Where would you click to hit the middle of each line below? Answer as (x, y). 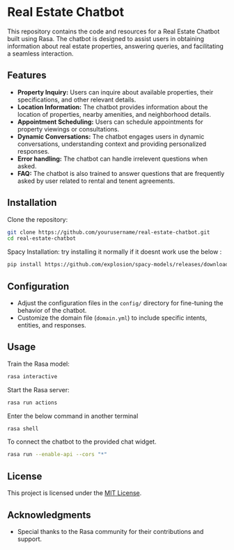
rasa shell (23, 428)
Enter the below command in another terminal (73, 416)
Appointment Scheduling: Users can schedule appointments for (110, 122)
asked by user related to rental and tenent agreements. (96, 181)
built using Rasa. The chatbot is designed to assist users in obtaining (106, 38)
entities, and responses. (52, 325)
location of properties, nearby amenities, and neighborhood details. (114, 114)
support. (30, 539)
